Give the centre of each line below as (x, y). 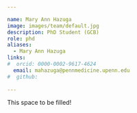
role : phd (21, 38)
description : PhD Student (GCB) (53, 32)
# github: (23, 77)
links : (16, 58)
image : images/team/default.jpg (53, 26)
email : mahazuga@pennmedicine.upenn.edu (72, 70)
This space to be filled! (39, 103)
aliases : (20, 45)
